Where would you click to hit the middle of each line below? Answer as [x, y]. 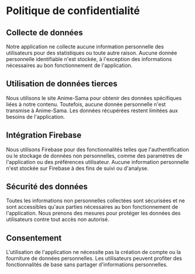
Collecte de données [45, 33]
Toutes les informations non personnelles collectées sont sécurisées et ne [96, 201]
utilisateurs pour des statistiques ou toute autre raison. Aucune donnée [92, 53]
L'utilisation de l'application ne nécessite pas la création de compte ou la [94, 252]
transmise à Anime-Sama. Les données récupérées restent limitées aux [92, 111]
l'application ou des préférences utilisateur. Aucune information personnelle [97, 162]
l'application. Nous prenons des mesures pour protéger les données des [93, 213]
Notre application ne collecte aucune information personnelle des [85, 46]
